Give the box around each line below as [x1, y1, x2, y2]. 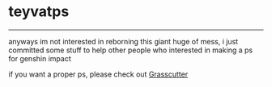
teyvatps [8, 2, 70, 21]
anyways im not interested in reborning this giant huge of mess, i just [8, 36, 239, 46]
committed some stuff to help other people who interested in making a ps [8, 45, 253, 55]
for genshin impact [8, 53, 71, 63]
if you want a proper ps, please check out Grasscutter [8, 69, 189, 79]
